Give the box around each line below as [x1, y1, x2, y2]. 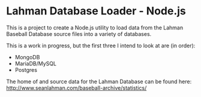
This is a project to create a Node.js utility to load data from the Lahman [6, 24, 184, 31]
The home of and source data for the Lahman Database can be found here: [6, 78, 192, 85]
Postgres [14, 66, 38, 73]
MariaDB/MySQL [14, 60, 57, 67]
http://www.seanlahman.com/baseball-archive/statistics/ [6, 84, 147, 91]
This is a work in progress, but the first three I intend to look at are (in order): [6, 42, 196, 49]
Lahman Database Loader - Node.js [6, 4, 186, 18]
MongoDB [14, 53, 40, 60]
